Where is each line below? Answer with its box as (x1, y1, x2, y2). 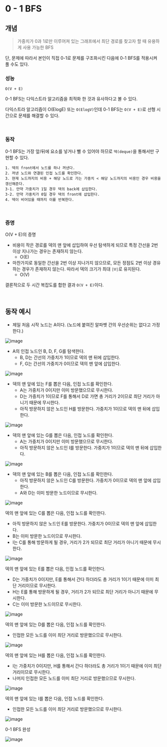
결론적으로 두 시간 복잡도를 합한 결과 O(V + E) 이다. (5, 282, 104, 288)
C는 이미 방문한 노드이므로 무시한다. (12, 601, 83, 607)
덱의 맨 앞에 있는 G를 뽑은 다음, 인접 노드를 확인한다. (12, 432, 114, 438)
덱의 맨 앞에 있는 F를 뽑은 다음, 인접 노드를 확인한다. (12, 380, 113, 386)
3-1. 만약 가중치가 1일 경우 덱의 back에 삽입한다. (5, 186, 98, 192)
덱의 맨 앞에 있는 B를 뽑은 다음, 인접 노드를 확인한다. (12, 471, 113, 477)
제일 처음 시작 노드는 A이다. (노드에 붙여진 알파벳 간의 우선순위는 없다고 (12, 322, 151, 328)
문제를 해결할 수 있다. (18, 113, 60, 119)
